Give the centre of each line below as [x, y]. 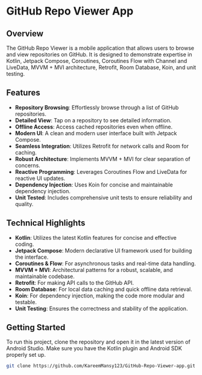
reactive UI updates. [40, 178]
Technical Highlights [46, 223]
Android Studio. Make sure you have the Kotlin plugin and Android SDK [94, 348]
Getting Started [36, 327]
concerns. [27, 165]
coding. [24, 244]
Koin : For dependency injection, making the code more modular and [100, 296]
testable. [26, 302]
